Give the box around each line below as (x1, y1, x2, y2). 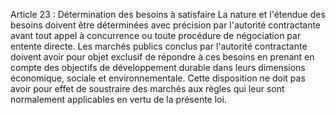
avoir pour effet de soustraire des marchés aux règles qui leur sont (10, 83, 285, 94)
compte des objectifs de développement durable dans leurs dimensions (10, 62, 306, 73)
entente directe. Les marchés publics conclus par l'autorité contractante (10, 40, 308, 52)
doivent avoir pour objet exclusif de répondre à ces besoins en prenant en (10, 51, 315, 63)
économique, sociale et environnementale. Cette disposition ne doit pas (10, 72, 306, 84)
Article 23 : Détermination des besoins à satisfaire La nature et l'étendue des (10, 9, 326, 20)
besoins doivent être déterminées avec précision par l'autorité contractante (10, 19, 322, 31)
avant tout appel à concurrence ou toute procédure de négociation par (10, 30, 302, 41)
